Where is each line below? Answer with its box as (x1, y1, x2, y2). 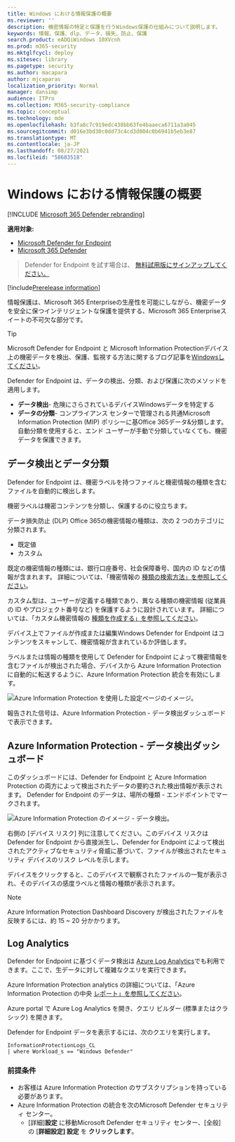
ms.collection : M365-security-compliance (7, 102, 130, 109)
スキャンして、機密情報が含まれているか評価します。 (37, 637, 191, 646)
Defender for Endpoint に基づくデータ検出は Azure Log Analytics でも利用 (7, 957, 220, 966)
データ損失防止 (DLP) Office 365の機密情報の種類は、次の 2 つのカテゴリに (7, 516, 225, 525)
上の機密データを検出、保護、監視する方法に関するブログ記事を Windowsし (7, 353, 225, 361)
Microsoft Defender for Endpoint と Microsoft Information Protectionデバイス (7, 343, 229, 352)
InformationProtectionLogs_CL (7, 1042, 96, 1049)
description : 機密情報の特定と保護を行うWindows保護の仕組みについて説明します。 (7, 23, 221, 30)
